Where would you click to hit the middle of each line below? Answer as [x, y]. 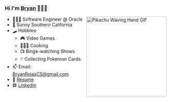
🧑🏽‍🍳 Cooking [34, 46]
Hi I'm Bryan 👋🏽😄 [26, 8]
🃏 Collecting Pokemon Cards [50, 59]
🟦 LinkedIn [24, 85]
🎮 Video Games [37, 38]
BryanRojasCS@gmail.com [41, 74]
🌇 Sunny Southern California [42, 25]
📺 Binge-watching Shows [47, 51]
